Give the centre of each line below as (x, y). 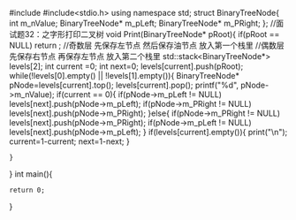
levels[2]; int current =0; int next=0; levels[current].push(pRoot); (126, 66)
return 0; (27, 190)
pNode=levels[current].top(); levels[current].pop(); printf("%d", (124, 85)
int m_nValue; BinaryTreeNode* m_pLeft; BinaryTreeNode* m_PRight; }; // (143, 23)
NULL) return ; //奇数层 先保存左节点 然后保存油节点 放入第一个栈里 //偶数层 (147, 45)
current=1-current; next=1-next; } (69, 141)
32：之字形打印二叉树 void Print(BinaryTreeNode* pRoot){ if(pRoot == (152, 34)
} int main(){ (31, 174)
